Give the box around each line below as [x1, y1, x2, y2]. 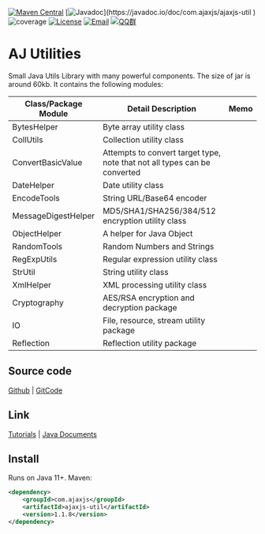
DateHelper [12, 179, 55, 190]
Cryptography [12, 297, 65, 308]
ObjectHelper [12, 228, 62, 239]
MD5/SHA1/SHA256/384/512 [102, 205, 217, 216]
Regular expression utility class [102, 254, 218, 265]
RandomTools [12, 241, 63, 252]
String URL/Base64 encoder [102, 192, 207, 203]
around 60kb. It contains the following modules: [8, 79, 163, 88]
